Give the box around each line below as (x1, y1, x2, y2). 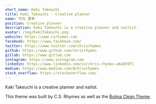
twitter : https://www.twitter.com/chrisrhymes (5, 43, 101, 48)
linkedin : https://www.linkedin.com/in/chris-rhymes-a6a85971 (5, 62, 134, 66)
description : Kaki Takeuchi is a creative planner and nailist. (5, 25, 138, 30)
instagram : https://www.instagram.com (5, 57, 84, 62)
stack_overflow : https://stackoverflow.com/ (5, 71, 97, 76)
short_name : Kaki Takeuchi (5, 7, 60, 12)
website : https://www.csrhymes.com (5, 35, 78, 40)
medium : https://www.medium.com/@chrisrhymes (5, 66, 99, 71)
